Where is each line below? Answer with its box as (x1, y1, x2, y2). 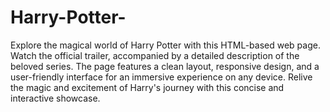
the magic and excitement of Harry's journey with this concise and (10, 81, 285, 93)
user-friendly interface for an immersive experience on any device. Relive (10, 71, 313, 83)
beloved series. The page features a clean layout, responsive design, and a (10, 60, 320, 72)
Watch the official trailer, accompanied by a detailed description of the (10, 49, 300, 61)
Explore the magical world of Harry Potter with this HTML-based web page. (10, 39, 321, 51)
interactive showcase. (10, 92, 101, 104)
